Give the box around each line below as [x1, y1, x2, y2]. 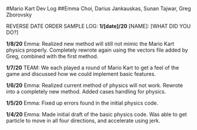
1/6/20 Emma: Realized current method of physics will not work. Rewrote [6, 82, 183, 89]
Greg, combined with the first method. [6, 53, 99, 59]
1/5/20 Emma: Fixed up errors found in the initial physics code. [6, 99, 159, 106]
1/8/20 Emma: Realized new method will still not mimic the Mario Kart [6, 41, 175, 47]
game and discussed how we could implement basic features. [6, 71, 156, 77]
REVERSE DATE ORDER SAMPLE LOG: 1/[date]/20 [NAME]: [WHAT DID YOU [6, 23, 191, 29]
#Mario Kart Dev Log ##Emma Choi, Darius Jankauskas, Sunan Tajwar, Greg [6, 5, 191, 12]
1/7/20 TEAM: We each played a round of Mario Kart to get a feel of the [6, 64, 179, 71]
